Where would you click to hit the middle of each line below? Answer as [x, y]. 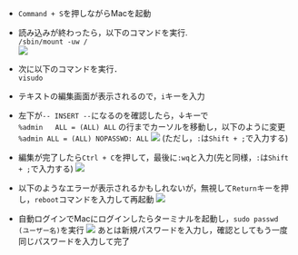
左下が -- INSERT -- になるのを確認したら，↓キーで [113, 115]
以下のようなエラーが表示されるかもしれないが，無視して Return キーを [149, 188]
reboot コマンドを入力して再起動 [94, 199]
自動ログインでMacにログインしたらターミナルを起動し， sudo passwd [148, 219]
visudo [30, 78]
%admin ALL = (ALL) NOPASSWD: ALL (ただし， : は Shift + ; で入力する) [153, 138]
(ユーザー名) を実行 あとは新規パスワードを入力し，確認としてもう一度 [153, 230]
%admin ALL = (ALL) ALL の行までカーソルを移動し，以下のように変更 [152, 127]
